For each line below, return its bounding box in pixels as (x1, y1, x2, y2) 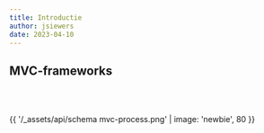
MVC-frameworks (9, 63, 113, 78)
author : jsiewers (9, 22, 75, 31)
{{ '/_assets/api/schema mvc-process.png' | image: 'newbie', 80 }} (9, 114, 256, 125)
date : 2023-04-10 (9, 30, 75, 39)
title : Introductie (9, 13, 83, 22)
